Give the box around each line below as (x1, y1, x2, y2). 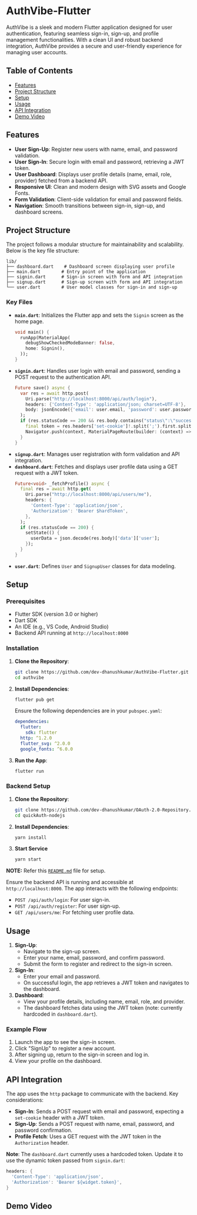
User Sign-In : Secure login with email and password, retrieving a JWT (14, 158, 185, 165)
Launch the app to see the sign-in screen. (14, 1039, 116, 1046)
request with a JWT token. (14, 469, 79, 476)
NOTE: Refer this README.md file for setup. (6, 867, 106, 874)
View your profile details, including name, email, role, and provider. (23, 998, 185, 1005)
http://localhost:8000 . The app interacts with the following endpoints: (6, 885, 178, 892)
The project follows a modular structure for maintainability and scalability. (6, 241, 184, 248)
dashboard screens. (14, 208, 64, 215)
